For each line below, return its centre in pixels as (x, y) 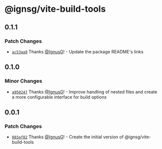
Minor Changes (23, 81)
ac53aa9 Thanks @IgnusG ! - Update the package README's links (78, 51)
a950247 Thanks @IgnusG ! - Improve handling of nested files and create (84, 92)
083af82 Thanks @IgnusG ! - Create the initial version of (68, 137)
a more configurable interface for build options (59, 97)
